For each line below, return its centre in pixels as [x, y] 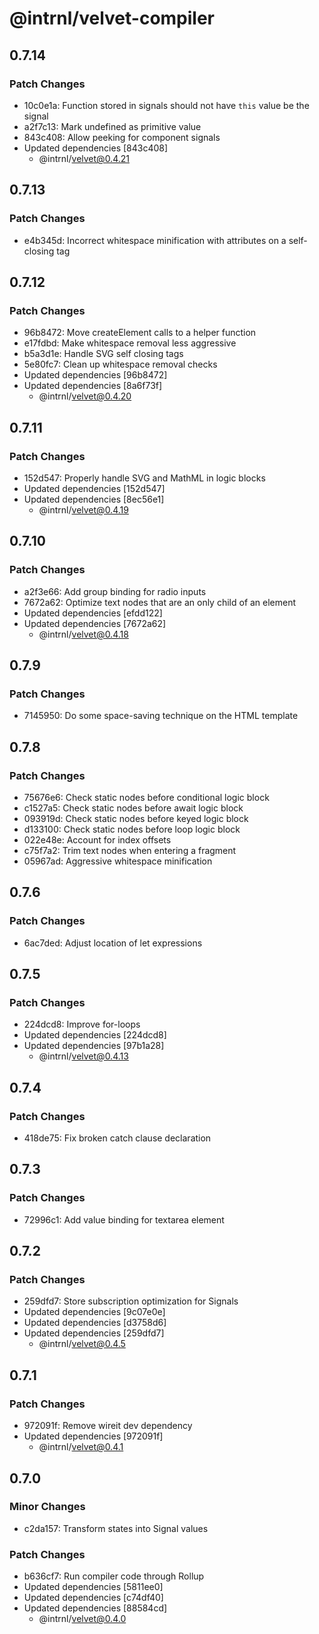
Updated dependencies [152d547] [94, 488]
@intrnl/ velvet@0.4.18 [83, 634]
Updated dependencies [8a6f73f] [93, 386]
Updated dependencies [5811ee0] [93, 1587]
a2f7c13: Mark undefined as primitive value [112, 126]
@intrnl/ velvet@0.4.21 [84, 158]
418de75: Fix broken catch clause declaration [117, 1138]
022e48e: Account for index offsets [97, 840]
